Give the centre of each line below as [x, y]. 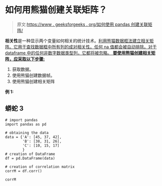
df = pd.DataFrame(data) [30, 158]
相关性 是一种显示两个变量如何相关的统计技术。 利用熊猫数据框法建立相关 [77, 41]
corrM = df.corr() [24, 171]
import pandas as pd [26, 124]
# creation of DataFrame [30, 154]
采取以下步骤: [31, 59]
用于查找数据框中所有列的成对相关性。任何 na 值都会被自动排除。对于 [87, 47]
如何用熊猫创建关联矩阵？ [56, 10]
